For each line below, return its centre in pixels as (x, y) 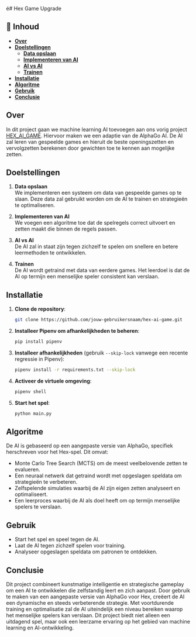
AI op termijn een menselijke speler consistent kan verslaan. (87, 277)
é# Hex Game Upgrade (34, 8)
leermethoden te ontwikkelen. (50, 253)
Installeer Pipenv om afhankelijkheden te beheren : (77, 331)
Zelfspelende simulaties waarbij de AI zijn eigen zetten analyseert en (97, 488)
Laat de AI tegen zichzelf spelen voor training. (70, 546)
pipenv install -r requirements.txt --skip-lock (75, 370)
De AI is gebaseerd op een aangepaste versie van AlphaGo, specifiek (90, 446)
